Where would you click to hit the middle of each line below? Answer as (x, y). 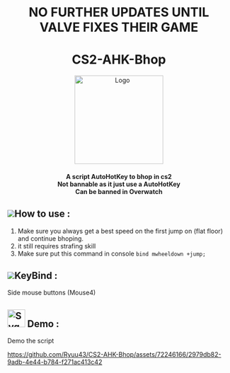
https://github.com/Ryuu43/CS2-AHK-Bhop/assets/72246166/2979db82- (114, 355)
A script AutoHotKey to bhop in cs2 (119, 176)
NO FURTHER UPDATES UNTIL (119, 12)
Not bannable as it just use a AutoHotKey (119, 184)
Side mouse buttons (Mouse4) (52, 293)
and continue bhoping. (50, 239)
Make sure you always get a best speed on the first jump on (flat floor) (120, 231)
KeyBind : (36, 276)
